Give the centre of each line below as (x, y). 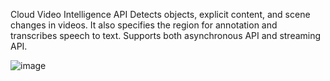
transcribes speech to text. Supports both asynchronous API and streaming (166, 35)
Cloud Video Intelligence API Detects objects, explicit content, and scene (160, 14)
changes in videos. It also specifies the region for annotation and (144, 25)
